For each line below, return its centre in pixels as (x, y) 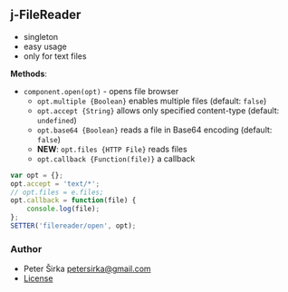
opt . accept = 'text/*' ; (55, 184)
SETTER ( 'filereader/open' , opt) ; (73, 226)
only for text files (55, 56)
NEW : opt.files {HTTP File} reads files (112, 149)
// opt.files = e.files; (57, 192)
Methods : (29, 73)
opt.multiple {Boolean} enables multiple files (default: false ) (152, 101)
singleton (41, 36)
